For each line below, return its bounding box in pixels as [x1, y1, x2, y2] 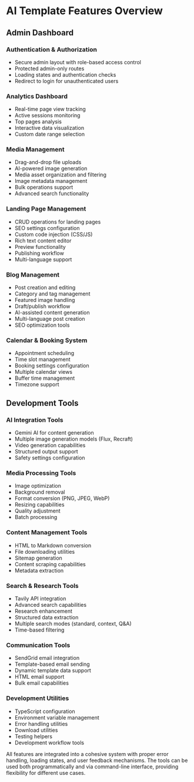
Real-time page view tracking [14, 106, 86, 113]
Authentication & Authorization [6, 45, 97, 54]
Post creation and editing [14, 284, 76, 291]
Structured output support [14, 448, 78, 455]
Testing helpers [14, 732, 53, 740]
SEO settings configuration [14, 224, 80, 231]
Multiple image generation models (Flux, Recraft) [14, 435, 133, 443]
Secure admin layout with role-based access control [14, 58, 141, 65]
